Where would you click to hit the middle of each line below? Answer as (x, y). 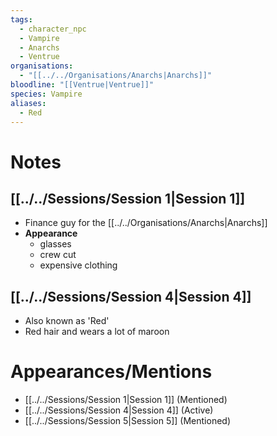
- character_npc (53, 29)
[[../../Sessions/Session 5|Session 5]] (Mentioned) (128, 421)
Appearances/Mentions (111, 372)
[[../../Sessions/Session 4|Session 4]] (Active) (119, 410)
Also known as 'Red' (67, 321)
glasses (55, 244)
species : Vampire (46, 94)
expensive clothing (78, 265)
